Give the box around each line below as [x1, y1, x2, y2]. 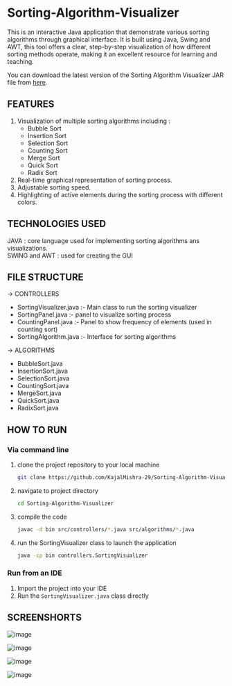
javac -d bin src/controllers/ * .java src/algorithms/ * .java [17, 526, 195, 533]
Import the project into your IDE [17, 584, 107, 592]
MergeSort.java [17, 389, 62, 397]
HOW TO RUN [7, 424, 67, 435]
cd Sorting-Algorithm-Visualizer [17, 500, 114, 507]
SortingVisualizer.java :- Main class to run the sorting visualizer [17, 303, 197, 312]
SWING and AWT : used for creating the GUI [7, 251, 133, 260]
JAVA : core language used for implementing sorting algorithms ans [7, 236, 200, 244]
